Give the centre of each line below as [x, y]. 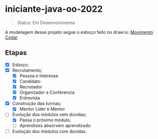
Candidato [30, 81]
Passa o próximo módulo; [45, 120]
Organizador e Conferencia [47, 92]
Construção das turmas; [37, 104]
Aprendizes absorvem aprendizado [55, 126]
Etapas [16, 53]
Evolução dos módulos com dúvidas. [49, 131]
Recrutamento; [27, 70]
